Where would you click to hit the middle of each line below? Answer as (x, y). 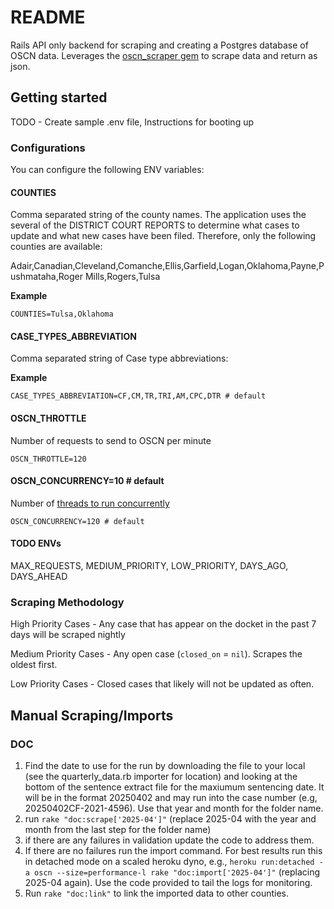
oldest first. (34, 665)
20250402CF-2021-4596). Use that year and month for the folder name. (174, 808)
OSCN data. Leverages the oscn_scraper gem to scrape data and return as (164, 55)
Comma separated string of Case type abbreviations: (119, 358)
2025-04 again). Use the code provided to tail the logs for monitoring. (168, 883)
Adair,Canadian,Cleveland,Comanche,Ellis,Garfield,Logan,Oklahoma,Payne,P (167, 266)
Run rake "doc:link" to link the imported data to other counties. (157, 893)
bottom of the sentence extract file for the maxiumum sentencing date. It (174, 787)
